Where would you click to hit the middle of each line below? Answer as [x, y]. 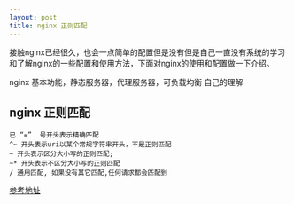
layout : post [33, 17]
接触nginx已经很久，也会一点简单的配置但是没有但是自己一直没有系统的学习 [147, 52]
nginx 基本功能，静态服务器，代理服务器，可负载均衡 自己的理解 [126, 82]
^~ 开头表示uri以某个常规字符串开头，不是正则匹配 [90, 145]
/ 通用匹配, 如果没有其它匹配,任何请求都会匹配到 [89, 173]
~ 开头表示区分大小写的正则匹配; [61, 154]
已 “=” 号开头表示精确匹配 [54, 135]
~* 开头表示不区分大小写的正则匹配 [65, 164]
